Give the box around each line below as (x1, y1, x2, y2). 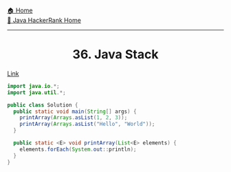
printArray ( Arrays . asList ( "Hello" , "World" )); (19, 120, 155, 128)
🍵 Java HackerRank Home (7, 17, 81, 24)
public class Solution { (7, 101, 78, 109)
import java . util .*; (7, 89, 67, 96)
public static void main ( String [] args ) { (13, 108, 137, 115)
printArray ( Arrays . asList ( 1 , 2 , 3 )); (19, 114, 128, 121)
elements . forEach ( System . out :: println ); (19, 146, 137, 153)
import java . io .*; (7, 83, 60, 89)
